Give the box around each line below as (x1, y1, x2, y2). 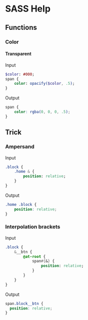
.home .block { (5, 202, 37, 207)
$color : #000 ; (5, 72, 35, 77)
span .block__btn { (5, 301, 43, 306)
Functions (5, 23, 37, 32)
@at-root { (23, 254, 46, 259)
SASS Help (5, 3, 51, 15)
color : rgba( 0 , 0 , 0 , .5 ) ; (14, 110, 70, 115)
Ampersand (5, 143, 35, 150)
